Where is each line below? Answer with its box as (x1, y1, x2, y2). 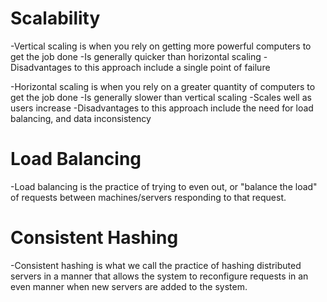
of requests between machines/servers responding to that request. (10, 191, 287, 203)
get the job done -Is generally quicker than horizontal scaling (10, 50, 262, 62)
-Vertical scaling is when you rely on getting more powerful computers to (10, 40, 312, 52)
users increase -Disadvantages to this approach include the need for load (10, 102, 314, 114)
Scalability (10, 7, 101, 30)
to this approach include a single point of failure (73, 61, 271, 73)
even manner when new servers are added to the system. (10, 280, 248, 292)
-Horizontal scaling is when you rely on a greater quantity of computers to (10, 80, 316, 92)
